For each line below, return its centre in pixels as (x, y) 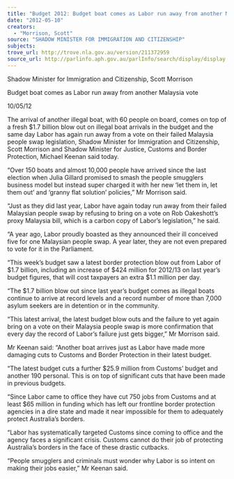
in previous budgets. (37, 383)
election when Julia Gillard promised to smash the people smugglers (106, 177)
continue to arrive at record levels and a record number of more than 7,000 (115, 298)
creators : (22, 26)
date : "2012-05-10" (36, 20)
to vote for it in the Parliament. (50, 249)
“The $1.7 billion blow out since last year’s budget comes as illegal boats (111, 291)
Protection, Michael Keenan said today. (63, 156)
